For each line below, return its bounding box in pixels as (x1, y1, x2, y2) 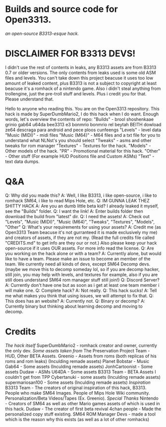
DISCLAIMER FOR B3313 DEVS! (5, 48, 136, 59)
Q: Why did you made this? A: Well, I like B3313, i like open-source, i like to (5, 192, 157, 198)
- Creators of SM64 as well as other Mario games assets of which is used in (5, 400, 160, 406)
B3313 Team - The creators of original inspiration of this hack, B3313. (5, 384, 147, 391)
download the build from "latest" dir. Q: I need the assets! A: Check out (5, 213, 150, 219)
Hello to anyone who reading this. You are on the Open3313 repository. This (5, 105, 160, 111)
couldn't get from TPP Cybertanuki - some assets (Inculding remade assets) (5, 374, 161, 380)
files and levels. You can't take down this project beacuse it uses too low (5, 75, 154, 81)
